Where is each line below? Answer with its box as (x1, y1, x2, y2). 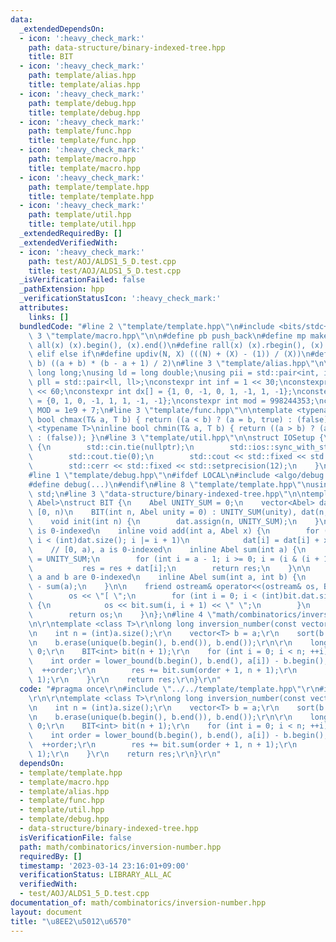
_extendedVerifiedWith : (19, 237, 118, 248)
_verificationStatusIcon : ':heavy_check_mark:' (19, 294, 222, 304)
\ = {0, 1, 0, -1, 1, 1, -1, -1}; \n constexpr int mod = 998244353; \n (28, 396, 325, 406)
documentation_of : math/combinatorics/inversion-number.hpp (10, 898, 267, 908)
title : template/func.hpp (28, 136, 137, 146)
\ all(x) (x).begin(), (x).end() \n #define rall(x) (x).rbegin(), (28, 340, 307, 350)
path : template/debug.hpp (28, 98, 137, 108)
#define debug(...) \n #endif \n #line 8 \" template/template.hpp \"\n (28, 479, 311, 490)
